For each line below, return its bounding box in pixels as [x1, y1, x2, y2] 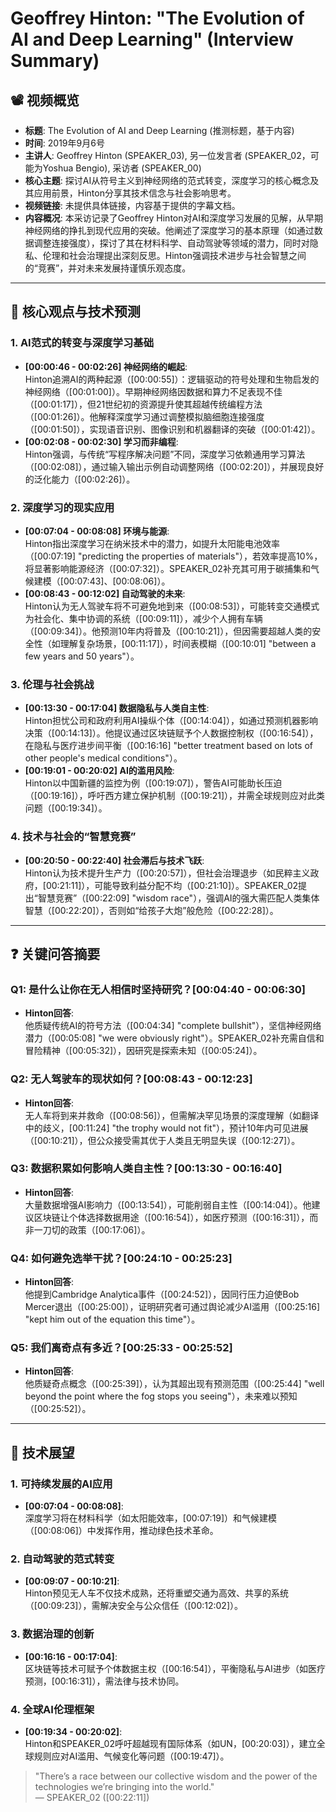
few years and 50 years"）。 [24, 650, 140, 662]
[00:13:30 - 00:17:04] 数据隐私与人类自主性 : [24, 702, 210, 714]
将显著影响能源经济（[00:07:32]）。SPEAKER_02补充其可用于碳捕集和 [24, 562, 311, 574]
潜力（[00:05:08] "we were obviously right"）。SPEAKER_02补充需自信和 [24, 1032, 325, 1044]
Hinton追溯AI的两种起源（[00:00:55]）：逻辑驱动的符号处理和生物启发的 [24, 373, 320, 385]
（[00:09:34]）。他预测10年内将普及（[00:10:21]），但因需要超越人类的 [24, 625, 313, 637]
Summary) [10, 50, 100, 72]
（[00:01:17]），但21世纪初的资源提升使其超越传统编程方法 [24, 398, 263, 410]
